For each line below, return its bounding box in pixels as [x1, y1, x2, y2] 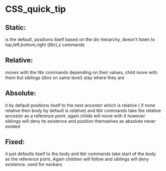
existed [5, 123, 20, 129]
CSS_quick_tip [5, 3, 66, 15]
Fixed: [5, 138, 25, 146]
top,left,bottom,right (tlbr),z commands [5, 42, 85, 48]
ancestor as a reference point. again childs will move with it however [5, 113, 146, 119]
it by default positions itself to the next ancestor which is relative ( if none [5, 102, 156, 108]
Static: [5, 23, 26, 32]
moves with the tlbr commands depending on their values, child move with [5, 69, 158, 75]
